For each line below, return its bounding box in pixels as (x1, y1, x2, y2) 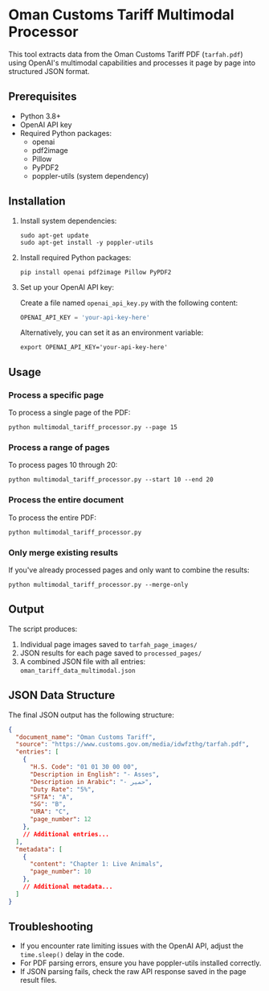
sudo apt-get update (19, 231, 89, 239)
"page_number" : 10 (29, 868, 92, 876)
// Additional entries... (22, 830, 110, 838)
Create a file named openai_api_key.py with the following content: (19, 298, 238, 308)
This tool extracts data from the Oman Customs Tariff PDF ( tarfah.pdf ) (8, 49, 243, 59)
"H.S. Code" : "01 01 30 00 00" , (29, 763, 138, 771)
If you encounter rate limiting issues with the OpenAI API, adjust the (19, 941, 243, 951)
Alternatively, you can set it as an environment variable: (19, 328, 204, 337)
